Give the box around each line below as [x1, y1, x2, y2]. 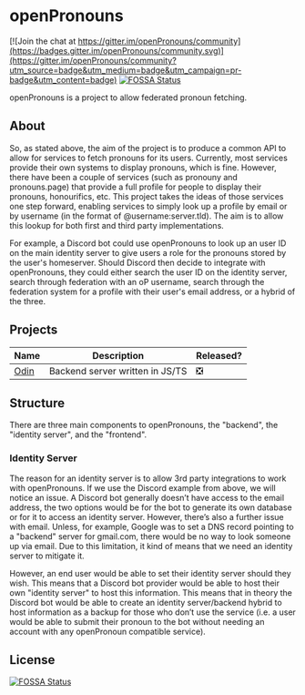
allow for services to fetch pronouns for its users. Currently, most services [9, 152, 289, 163]
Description [92, 349, 144, 362]
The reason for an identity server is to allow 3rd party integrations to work [9, 473, 287, 484]
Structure [9, 395, 66, 411]
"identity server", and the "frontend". [9, 429, 147, 440]
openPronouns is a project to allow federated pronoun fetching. [9, 92, 248, 103]
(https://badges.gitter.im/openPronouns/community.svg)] [9, 45, 225, 56]
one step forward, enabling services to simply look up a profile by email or [9, 200, 288, 211]
